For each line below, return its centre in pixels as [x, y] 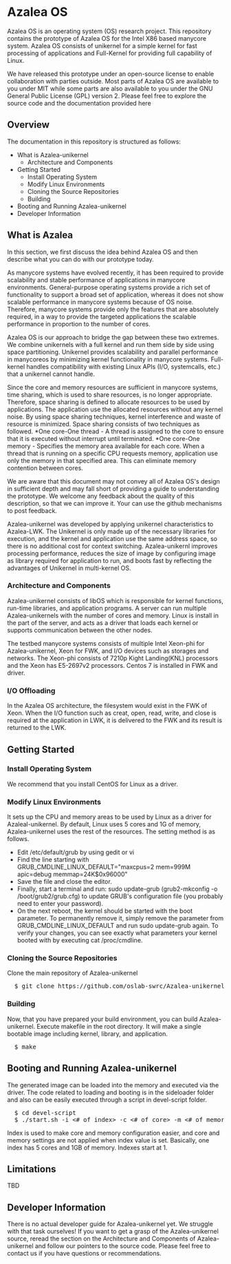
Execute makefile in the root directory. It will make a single [119, 1026]
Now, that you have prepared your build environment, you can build [102, 1019]
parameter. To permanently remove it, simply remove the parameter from [120, 918]
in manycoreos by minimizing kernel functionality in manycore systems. [108, 359]
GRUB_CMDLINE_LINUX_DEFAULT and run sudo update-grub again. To [118, 926]
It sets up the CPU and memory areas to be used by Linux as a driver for [109, 817]
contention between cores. [45, 468]
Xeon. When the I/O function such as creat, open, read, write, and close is [112, 713]
